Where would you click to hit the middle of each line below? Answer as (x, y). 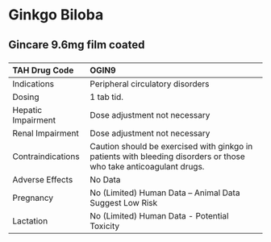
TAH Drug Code (43, 70)
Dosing (26, 97)
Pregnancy (33, 198)
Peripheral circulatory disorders (150, 84)
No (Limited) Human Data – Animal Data (165, 193)
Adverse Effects (43, 179)
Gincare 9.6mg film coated (77, 45)
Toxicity (104, 226)
